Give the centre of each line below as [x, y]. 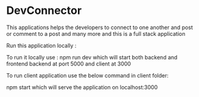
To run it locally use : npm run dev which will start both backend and [92, 57]
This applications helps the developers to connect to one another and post [100, 27]
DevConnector [44, 11]
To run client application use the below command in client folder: [87, 75]
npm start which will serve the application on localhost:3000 [82, 87]
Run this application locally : [41, 45]
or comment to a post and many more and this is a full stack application [96, 33]
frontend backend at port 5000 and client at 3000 [69, 64]
